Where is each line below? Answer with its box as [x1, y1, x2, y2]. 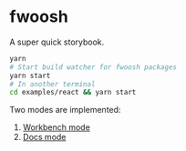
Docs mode [22, 132, 67, 143]
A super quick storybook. [9, 36, 105, 47]
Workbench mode [22, 122, 91, 133]
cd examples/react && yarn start [9, 88, 137, 97]
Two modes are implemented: [9, 105, 121, 116]
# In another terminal [9, 79, 96, 88]
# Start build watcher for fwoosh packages [9, 62, 178, 72]
